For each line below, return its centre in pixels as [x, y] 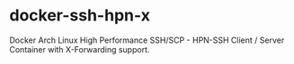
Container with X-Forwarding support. [80, 49]
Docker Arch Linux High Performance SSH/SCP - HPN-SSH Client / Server [147, 40]
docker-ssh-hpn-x [80, 16]
